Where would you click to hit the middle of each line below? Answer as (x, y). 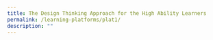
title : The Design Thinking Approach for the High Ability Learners (107, 13)
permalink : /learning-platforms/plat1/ (64, 20)
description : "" (30, 26)
